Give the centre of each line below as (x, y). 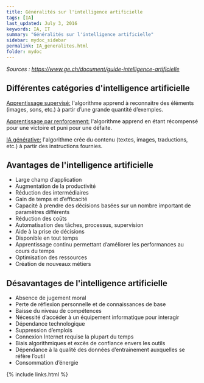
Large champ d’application (48, 180)
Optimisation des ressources (51, 257)
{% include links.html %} (37, 374)
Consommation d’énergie (47, 363)
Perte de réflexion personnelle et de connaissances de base (90, 304)
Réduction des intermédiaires (52, 193)
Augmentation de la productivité (55, 186)
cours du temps (35, 251)
